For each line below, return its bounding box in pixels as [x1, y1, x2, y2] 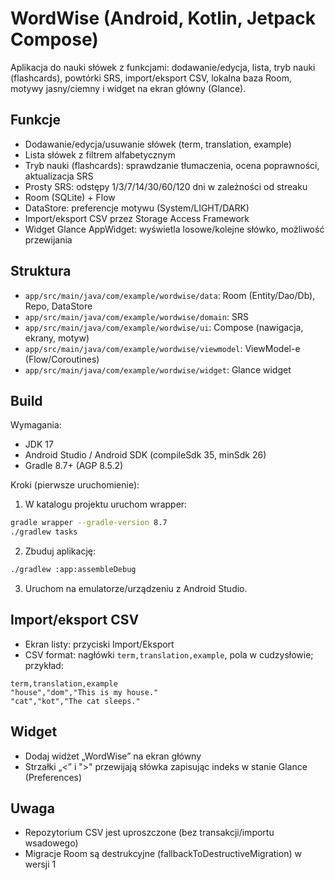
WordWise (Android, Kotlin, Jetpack [10, 7, 317, 30]
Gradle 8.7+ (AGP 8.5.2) [24, 460, 124, 472]
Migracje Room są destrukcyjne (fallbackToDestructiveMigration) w [24, 848, 302, 860]
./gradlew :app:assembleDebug [10, 565, 137, 575]
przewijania [24, 233, 73, 246]
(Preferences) [24, 771, 83, 783]
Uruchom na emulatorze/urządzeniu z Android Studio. [24, 583, 248, 594]
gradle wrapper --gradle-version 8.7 [10, 518, 168, 528]
